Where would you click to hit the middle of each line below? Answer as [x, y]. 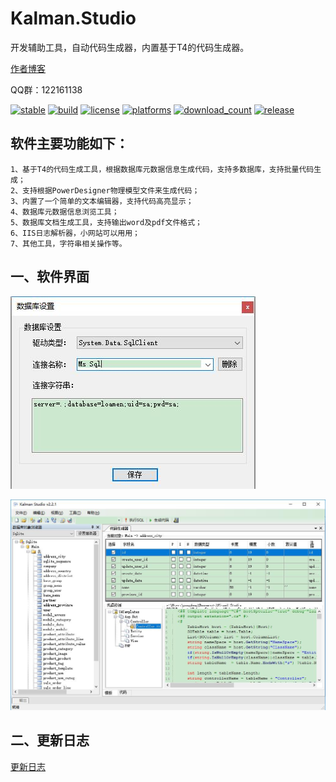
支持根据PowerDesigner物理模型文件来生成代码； [111, 190]
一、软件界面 [50, 277]
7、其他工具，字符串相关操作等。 [68, 243]
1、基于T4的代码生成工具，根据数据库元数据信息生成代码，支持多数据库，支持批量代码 [162, 169]
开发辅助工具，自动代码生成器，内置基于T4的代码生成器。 [130, 47]
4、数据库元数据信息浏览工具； [65, 212]
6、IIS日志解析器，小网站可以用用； [75, 233]
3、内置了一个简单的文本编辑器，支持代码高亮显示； [102, 201]
